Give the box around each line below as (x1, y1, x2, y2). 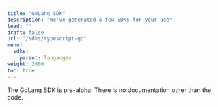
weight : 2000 (7, 61, 44, 67)
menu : (7, 42, 23, 48)
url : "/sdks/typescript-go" (7, 35, 87, 42)
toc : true (7, 67, 36, 74)
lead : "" (7, 22, 32, 29)
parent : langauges (19, 55, 72, 61)
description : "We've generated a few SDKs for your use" (7, 16, 173, 23)
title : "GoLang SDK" (7, 10, 66, 17)
